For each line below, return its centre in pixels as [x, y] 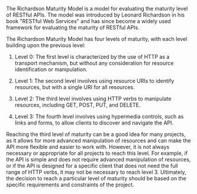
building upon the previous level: [46, 45]
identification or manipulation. [51, 69]
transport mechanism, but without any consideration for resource [94, 63]
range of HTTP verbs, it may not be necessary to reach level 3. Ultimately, [96, 172]
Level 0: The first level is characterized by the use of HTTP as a [92, 57]
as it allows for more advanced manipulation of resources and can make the [98, 141]
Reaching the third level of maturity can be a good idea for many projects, [96, 134]
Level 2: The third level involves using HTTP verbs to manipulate [93, 98]
